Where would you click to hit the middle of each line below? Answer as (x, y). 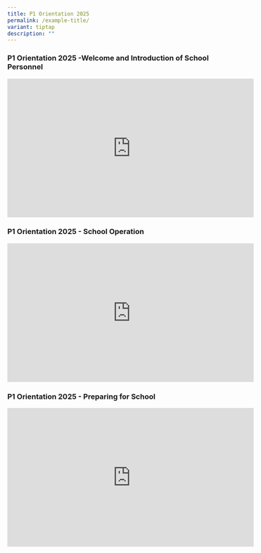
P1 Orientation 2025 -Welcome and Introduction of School (108, 58)
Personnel (25, 67)
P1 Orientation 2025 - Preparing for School (82, 397)
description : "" (31, 33)
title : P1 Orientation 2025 (49, 14)
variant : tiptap (31, 27)
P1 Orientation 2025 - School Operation (76, 232)
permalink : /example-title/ (49, 20)
